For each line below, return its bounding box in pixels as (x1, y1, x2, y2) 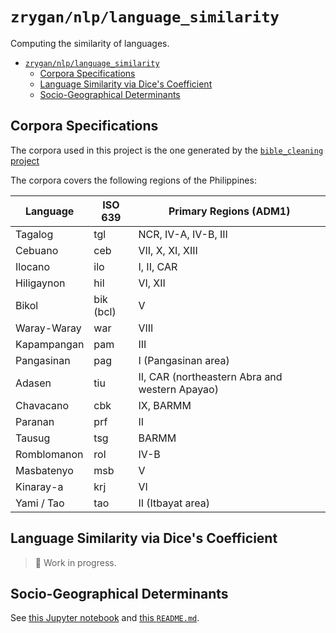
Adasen (15, 376, 52, 390)
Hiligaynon (15, 276, 66, 290)
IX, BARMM (138, 398, 192, 412)
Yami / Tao (15, 496, 65, 510)
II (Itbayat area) (138, 496, 210, 510)
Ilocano (15, 259, 51, 273)
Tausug (15, 431, 51, 445)
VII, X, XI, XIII (138, 243, 198, 257)
